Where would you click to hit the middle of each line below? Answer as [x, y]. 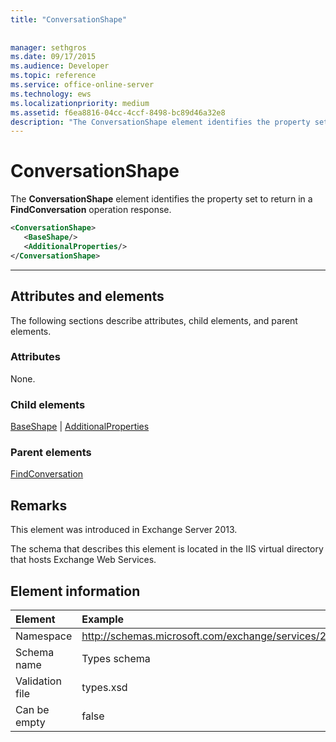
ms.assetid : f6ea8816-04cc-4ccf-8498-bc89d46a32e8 [118, 112]
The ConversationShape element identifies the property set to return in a [161, 199]
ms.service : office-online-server [82, 85]
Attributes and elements [87, 296]
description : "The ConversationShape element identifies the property [160, 122]
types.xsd [104, 688]
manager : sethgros [48, 47]
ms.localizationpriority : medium [80, 103]
